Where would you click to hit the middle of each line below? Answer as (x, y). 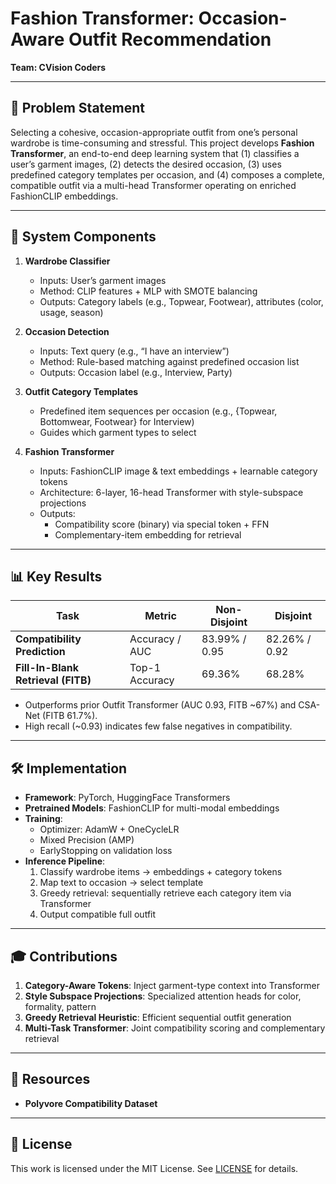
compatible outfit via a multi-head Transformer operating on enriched (153, 185)
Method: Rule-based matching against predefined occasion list (169, 361)
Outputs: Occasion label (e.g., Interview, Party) (136, 372)
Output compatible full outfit (98, 914)
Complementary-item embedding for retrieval (148, 534)
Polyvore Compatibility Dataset (91, 1103)
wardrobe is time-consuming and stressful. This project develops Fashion (162, 143)
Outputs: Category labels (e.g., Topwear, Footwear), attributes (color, (181, 301)
